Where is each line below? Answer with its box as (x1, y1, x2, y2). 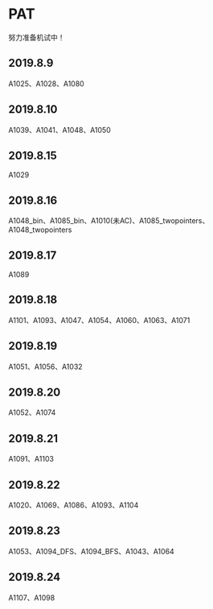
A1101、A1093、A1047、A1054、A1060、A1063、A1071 (8, 315, 190, 325)
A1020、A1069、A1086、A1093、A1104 (8, 500, 139, 510)
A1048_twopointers (8, 225, 72, 234)
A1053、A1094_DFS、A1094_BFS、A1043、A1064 (8, 546, 174, 556)
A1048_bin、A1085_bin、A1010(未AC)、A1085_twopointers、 (8, 216, 210, 226)
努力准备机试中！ (8, 32, 65, 42)
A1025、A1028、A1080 (8, 78, 84, 89)
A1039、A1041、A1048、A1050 (8, 125, 111, 135)
